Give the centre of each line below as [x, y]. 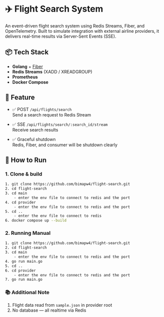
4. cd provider [21, 202]
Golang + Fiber [27, 67]
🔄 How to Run [26, 160]
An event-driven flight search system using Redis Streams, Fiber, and [75, 26]
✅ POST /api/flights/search [42, 109]
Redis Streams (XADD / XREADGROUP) [52, 71]
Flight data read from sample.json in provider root [62, 305]
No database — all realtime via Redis [49, 310]
